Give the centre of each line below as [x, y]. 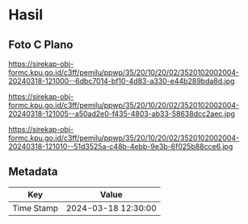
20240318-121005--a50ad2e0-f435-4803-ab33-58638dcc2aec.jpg [122, 114]
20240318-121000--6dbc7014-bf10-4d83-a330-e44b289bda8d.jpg [122, 81]
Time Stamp [36, 208]
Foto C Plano [41, 45]
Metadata [33, 172]
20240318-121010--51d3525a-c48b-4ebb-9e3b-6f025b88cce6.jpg [121, 146]
